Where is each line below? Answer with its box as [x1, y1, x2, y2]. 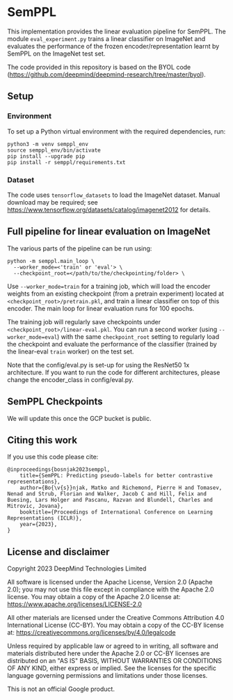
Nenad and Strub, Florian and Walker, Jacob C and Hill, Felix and [7, 491, 207, 498]
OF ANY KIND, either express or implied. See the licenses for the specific [7, 664, 217, 672]
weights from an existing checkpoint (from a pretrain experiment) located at [7, 289, 225, 298]
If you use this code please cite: [7, 453, 99, 461]
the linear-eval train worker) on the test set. [7, 347, 134, 356]
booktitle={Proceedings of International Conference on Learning [19, 509, 214, 516]
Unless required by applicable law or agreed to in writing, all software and [7, 642, 219, 651]
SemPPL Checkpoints [7, 396, 103, 408]
